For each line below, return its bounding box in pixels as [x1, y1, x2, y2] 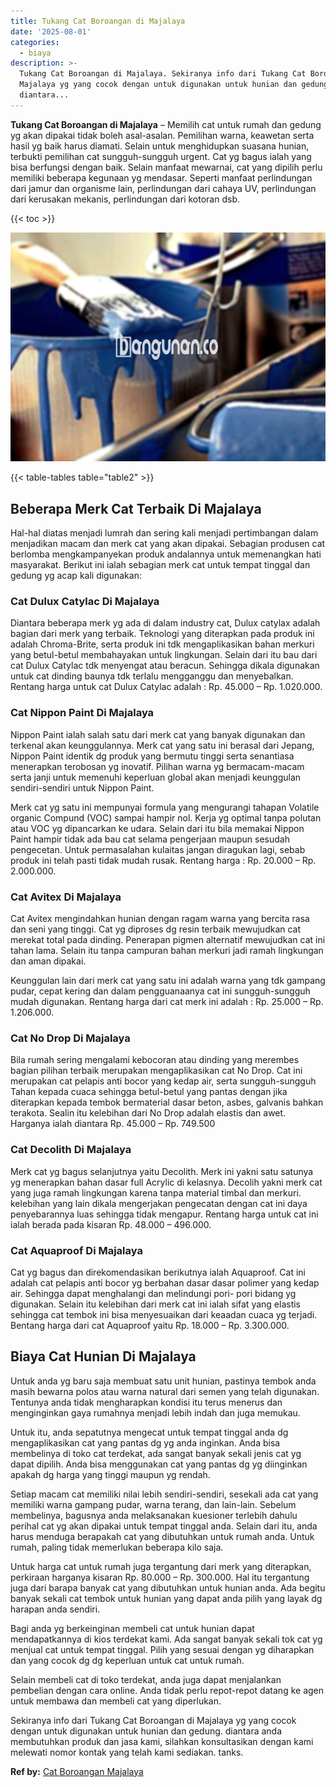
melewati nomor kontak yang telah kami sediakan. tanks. [10, 1746, 244, 1758]
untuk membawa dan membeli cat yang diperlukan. [10, 1695, 222, 1707]
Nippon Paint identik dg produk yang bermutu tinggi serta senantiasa [10, 750, 295, 762]
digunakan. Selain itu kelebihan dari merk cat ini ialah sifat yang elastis [10, 1298, 301, 1310]
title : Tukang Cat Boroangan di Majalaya [10, 16, 186, 26]
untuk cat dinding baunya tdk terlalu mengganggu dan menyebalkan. [10, 670, 294, 682]
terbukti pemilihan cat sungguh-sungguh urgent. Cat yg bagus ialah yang [10, 150, 312, 162]
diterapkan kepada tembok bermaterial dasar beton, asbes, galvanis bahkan [10, 1096, 324, 1109]
